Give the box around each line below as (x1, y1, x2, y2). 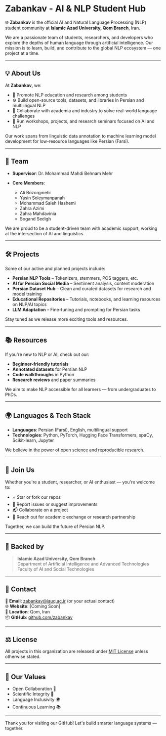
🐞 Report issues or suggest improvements (12, 501, 98, 507)
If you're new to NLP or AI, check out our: (5, 351, 90, 357)
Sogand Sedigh (19, 216, 51, 221)
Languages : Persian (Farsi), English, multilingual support (12, 427, 128, 433)
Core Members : (12, 180, 45, 186)
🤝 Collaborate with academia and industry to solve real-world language (12, 107, 157, 114)
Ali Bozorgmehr (19, 189, 51, 195)
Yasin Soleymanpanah (19, 195, 65, 201)
